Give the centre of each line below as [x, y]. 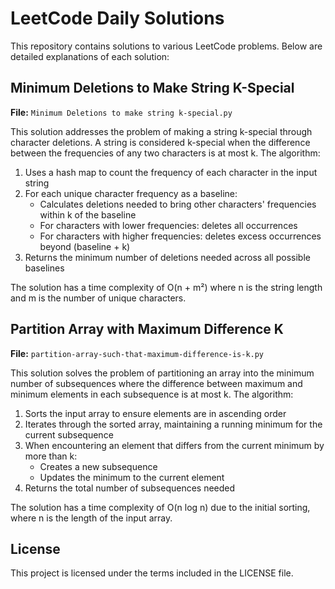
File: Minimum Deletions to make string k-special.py [121, 112]
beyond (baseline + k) [85, 246]
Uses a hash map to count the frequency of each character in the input [171, 172]
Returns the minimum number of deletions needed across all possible [167, 257]
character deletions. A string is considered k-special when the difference [160, 142]
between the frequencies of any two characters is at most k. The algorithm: [165, 153]
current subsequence [69, 434]
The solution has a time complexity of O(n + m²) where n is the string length [166, 287]
